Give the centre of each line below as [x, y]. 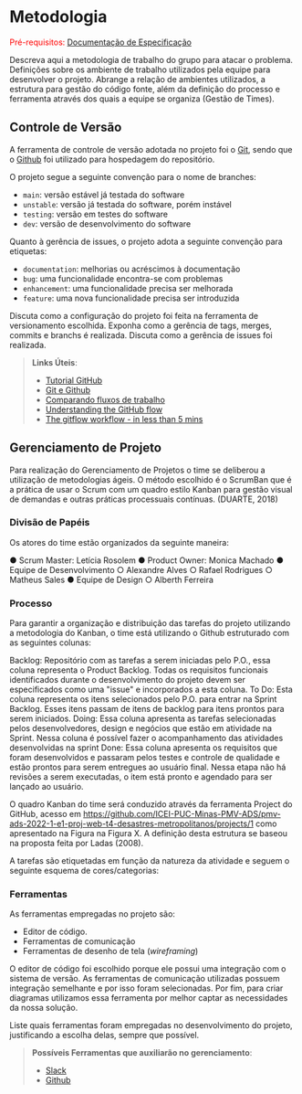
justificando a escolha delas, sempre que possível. [104, 1036]
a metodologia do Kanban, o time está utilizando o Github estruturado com [150, 633]
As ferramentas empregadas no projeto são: [93, 914]
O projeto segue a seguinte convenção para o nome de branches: [133, 176]
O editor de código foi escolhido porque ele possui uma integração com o [148, 969]
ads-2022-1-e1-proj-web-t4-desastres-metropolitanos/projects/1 [131, 823]
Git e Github [68, 389]
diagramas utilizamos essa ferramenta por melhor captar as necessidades [149, 998]
